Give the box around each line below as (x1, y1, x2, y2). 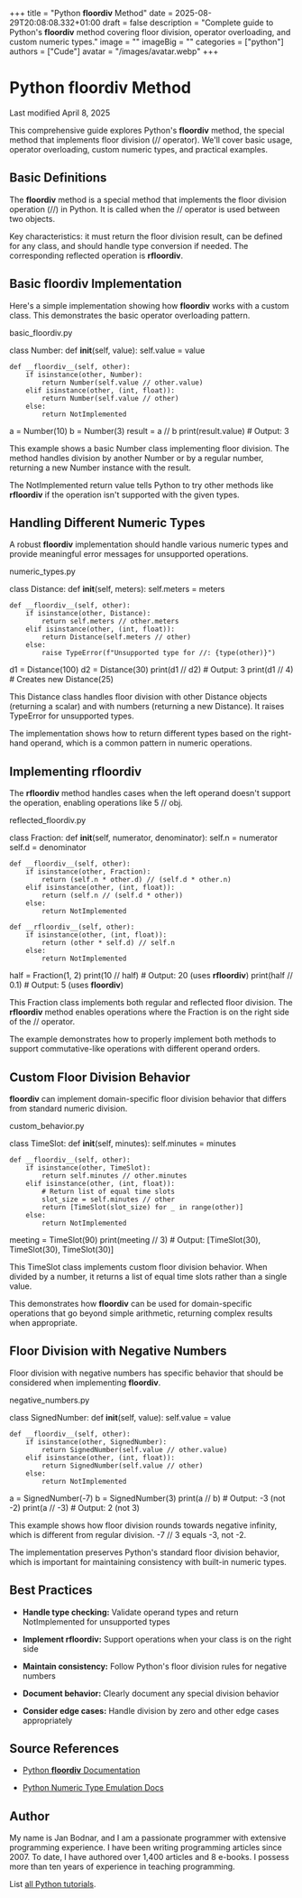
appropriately (22, 1715, 73, 1726)
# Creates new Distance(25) (9, 674, 114, 685)
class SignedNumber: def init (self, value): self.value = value (9, 1412, 232, 1422)
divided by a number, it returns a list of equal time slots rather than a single (9, 1272, 288, 1282)
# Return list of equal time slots (41, 1187, 176, 1196)
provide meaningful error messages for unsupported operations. (9, 549, 249, 560)
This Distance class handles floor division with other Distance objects (9, 691, 268, 702)
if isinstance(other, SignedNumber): (25, 1437, 168, 1447)
